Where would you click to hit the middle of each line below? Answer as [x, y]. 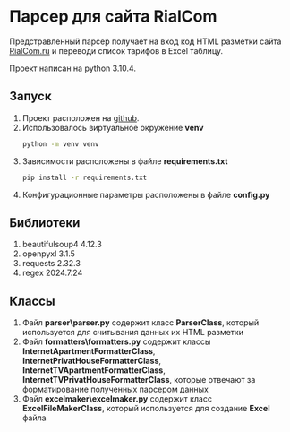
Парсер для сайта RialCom [113, 17]
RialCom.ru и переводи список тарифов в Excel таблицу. [116, 50]
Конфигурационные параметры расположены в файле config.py [146, 194]
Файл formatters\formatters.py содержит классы [116, 341]
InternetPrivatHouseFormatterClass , [92, 361]
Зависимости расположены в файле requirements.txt [125, 161]
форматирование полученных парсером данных [115, 389]
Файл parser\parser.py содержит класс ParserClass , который [141, 323]
